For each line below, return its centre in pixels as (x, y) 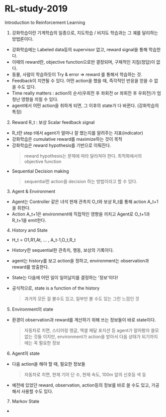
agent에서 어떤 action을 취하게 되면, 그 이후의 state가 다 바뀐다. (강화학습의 (85, 105)
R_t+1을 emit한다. (29, 220)
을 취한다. (21, 208)
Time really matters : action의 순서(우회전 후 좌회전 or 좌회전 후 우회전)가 (84, 93)
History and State (30, 230)
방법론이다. (23, 39)
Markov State (26, 401)
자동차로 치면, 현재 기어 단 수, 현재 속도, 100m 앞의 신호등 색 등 (85, 374)
